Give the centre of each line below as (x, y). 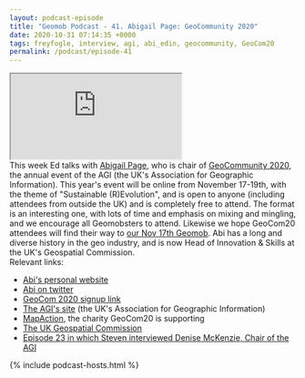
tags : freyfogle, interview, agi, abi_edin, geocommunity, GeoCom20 (142, 43)
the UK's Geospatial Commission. (72, 252)
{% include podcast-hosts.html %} (74, 365)
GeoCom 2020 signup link (71, 299)
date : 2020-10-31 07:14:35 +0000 (73, 35)
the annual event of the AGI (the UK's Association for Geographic (132, 175)
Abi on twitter (48, 290)
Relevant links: (36, 262)
